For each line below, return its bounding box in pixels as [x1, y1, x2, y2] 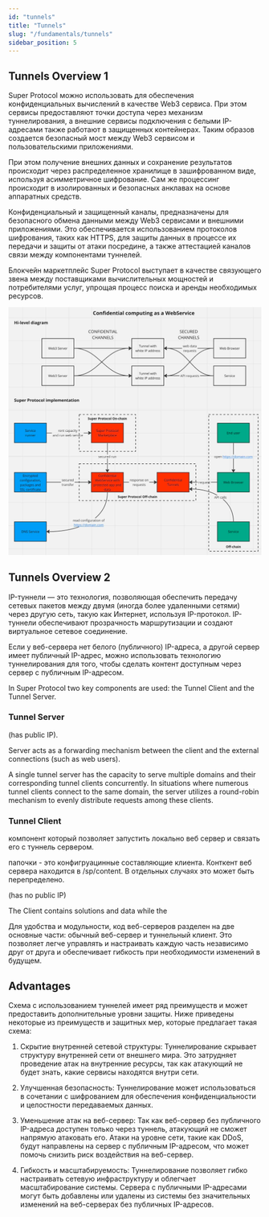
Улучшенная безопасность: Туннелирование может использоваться [19, 1083, 256, 1092]
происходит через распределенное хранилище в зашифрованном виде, [8, 166, 257, 176]
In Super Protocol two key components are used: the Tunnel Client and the [8, 683, 255, 693]
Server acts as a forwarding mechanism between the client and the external [8, 745, 259, 755]
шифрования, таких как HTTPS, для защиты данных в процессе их [8, 233, 237, 243]
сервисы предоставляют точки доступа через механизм [8, 108, 203, 117]
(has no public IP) [8, 890, 67, 900]
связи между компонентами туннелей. [8, 250, 142, 260]
